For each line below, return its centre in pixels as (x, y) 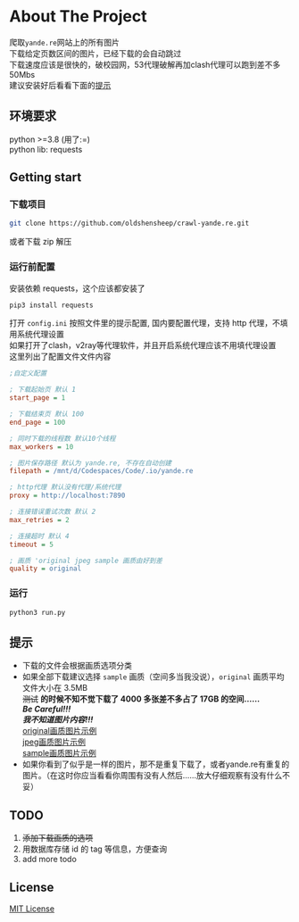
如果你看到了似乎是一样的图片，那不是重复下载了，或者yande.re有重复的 (156, 764)
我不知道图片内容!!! (58, 719)
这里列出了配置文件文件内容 (60, 357)
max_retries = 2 (39, 519)
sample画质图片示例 (59, 753)
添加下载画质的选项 (58, 838)
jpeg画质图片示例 (54, 742)
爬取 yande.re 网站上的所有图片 (65, 42)
